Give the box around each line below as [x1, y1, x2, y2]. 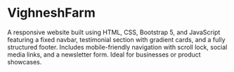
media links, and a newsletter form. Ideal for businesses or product [7, 50, 202, 59]
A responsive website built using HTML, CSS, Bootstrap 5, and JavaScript [7, 28, 221, 36]
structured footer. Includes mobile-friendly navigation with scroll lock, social [7, 43, 228, 51]
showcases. [7, 57, 42, 66]
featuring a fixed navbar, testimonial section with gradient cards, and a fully [7, 35, 226, 43]
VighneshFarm [7, 5, 96, 21]
